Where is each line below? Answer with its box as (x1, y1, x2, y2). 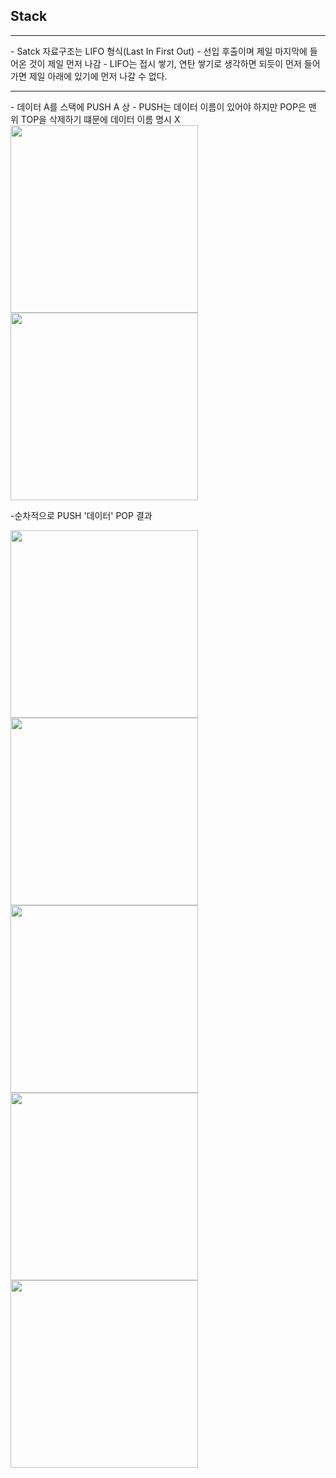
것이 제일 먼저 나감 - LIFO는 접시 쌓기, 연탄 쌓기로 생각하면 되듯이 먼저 (28, 57, 302, 69)
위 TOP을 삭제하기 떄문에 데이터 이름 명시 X (10, 113, 181, 125)
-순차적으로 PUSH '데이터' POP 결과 (10, 509, 153, 521)
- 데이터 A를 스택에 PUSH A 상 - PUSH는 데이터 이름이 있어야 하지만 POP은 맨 (10, 100, 317, 113)
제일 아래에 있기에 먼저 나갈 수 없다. (28, 70, 168, 82)
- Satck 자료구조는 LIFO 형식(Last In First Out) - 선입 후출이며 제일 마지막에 (10, 45, 308, 57)
